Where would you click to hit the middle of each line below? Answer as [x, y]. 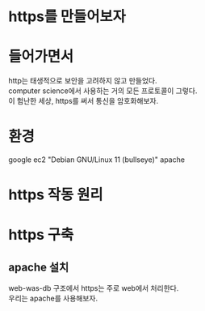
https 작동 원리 [56, 195]
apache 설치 [39, 267]
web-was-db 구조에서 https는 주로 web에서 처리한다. [94, 288]
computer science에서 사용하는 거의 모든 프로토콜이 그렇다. [103, 91]
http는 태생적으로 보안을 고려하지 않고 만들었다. [83, 81]
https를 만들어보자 [67, 17]
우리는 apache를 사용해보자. [53, 298]
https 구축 [41, 235]
